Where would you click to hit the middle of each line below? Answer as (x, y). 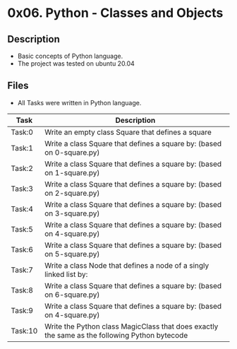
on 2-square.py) (72, 193)
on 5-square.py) (72, 254)
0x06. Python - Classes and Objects (115, 13)
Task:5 (22, 229)
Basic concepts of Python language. (70, 56)
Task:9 (22, 310)
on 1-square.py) (72, 172)
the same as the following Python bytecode (116, 335)
